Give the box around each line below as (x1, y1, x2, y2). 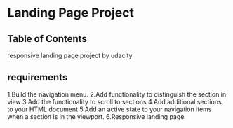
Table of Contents (7, 33, 88, 45)
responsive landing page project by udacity (7, 51, 133, 59)
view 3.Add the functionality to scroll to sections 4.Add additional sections (7, 97, 222, 106)
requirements (7, 71, 68, 83)
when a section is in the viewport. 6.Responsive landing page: (7, 112, 186, 120)
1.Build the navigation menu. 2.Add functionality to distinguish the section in (7, 90, 227, 99)
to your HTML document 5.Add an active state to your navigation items (7, 105, 212, 113)
